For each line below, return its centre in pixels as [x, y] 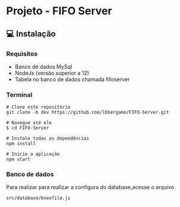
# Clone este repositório [38, 107]
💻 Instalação [31, 34]
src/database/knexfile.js [38, 198]
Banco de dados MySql [44, 66]
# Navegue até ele [29, 123]
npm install [21, 144]
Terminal [19, 95]
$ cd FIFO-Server [28, 128]
